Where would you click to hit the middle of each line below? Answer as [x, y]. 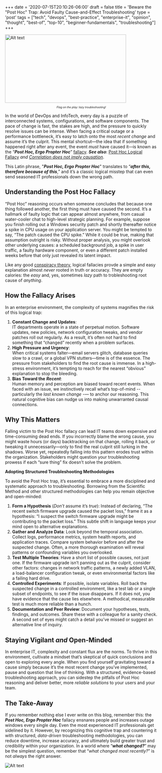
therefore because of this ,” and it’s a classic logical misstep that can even [79, 172]
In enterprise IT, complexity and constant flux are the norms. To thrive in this [81, 652]
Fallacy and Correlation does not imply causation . [55, 157]
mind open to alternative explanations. [50, 527]
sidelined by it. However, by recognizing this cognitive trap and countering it [81, 730]
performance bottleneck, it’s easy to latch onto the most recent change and [80, 136]
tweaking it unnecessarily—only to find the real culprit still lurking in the [76, 447]
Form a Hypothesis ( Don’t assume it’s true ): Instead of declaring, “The [82, 506]
